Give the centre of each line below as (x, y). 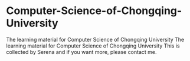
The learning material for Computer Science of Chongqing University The (95, 39)
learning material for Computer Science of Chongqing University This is (93, 46)
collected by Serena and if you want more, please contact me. (82, 52)
